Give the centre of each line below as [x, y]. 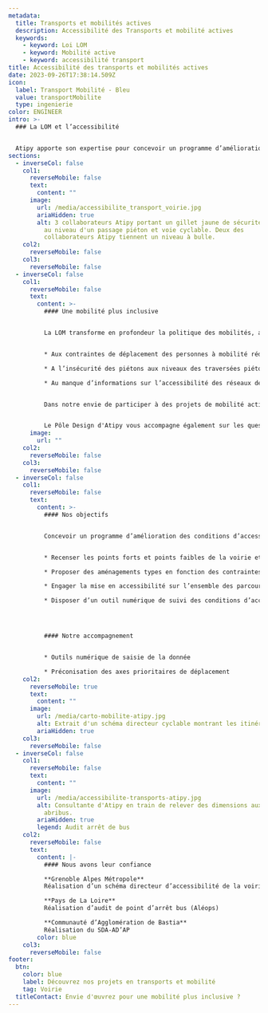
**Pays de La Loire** [79, 901]
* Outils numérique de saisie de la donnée [117, 657]
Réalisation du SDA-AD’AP [87, 930]
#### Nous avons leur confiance [97, 865]
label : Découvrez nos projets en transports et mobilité [119, 982]
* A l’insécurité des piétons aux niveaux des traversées [142, 369]
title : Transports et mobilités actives [83, 23]
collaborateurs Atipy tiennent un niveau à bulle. [130, 237]
